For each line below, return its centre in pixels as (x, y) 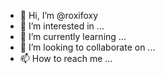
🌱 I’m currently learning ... (73, 36)
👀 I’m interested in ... (62, 26)
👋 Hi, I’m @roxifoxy (59, 15)
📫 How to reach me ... (66, 58)
